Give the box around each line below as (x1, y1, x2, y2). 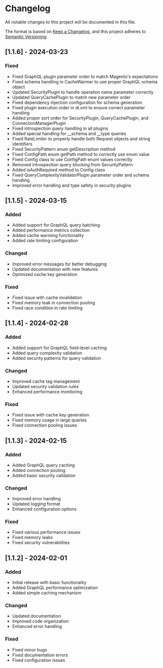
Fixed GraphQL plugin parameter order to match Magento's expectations (12, 74, 158, 79)
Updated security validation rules (12, 383, 79, 389)
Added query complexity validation (12, 350, 83, 356)
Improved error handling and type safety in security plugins (12, 182, 131, 188)
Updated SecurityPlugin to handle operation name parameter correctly (12, 89, 154, 95)
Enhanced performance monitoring (12, 389, 83, 394)
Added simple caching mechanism (12, 590, 82, 596)
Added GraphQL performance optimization (12, 585, 98, 590)
